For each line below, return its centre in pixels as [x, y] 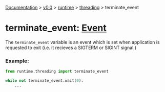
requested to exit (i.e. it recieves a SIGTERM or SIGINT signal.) [71, 48]
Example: [17, 61]
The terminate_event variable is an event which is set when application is [82, 42]
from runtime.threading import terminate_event [57, 72]
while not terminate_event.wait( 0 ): [44, 81]
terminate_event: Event [56, 28]
